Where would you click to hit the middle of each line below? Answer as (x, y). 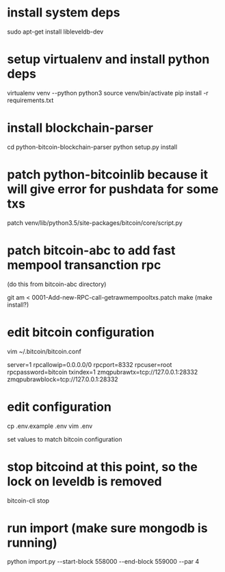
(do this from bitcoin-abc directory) (57, 284)
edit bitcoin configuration (81, 332)
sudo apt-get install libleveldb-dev (55, 32)
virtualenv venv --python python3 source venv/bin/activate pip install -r (108, 93)
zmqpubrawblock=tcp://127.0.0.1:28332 (63, 379)
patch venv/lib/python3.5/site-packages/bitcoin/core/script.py (95, 223)
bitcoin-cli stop (28, 500)
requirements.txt (30, 100)
